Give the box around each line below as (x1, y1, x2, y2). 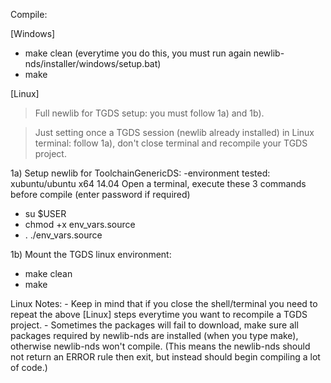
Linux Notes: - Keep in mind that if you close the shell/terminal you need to (10, 298, 318, 309)
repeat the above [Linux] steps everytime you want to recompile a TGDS (10, 309, 308, 320)
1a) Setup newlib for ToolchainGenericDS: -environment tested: (10, 167, 271, 179)
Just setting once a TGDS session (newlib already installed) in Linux (34, 127, 315, 138)
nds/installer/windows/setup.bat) (24, 58, 162, 69)
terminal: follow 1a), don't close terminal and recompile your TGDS (34, 137, 308, 149)
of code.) (10, 362, 48, 373)
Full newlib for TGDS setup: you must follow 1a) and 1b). (34, 107, 265, 119)
